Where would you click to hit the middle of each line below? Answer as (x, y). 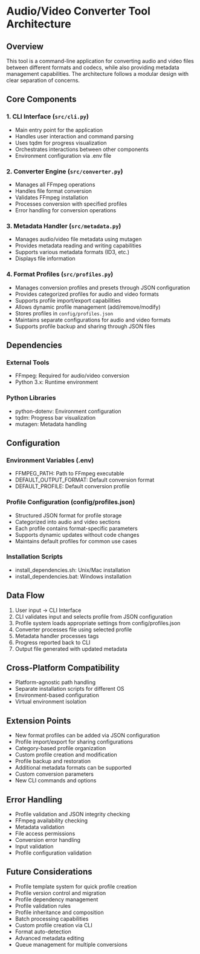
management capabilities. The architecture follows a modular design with (98, 74)
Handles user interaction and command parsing (74, 136)
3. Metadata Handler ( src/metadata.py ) (64, 226)
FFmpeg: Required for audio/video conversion (72, 376)
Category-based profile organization (60, 748)
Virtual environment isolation (50, 702)
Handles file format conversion (53, 191)
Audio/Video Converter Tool (79, 11)
